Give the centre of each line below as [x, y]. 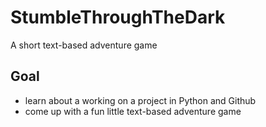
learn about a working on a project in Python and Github [140, 100]
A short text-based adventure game [84, 45]
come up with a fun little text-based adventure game [133, 111]
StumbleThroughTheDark [118, 17]
